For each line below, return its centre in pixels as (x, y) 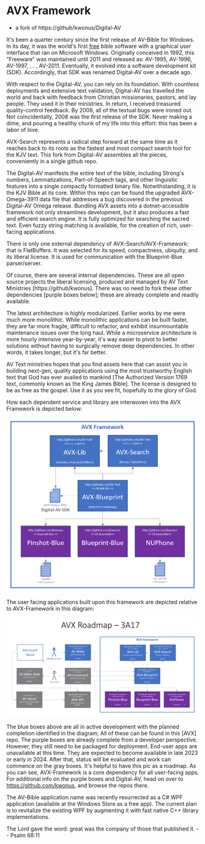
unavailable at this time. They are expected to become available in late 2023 (102, 753)
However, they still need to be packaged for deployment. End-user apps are (102, 746)
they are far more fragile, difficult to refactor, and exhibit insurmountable (97, 326)
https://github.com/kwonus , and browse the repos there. (78, 785)
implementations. (28, 816)
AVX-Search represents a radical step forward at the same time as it (92, 141)
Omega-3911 (22, 199)
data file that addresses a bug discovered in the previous (111, 199)
